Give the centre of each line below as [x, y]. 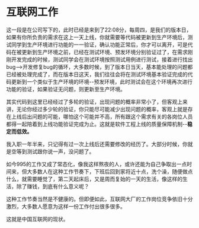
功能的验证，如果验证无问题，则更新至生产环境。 [66, 89]
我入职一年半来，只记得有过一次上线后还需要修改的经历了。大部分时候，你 [97, 144]
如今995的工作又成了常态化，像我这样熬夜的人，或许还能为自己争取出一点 [97, 164]
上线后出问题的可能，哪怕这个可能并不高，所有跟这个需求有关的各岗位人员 [102, 116]
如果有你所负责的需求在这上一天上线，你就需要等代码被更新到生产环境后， [97, 37]
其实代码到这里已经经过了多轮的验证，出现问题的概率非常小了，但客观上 [94, 102]
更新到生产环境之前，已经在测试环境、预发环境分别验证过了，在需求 [105, 52]
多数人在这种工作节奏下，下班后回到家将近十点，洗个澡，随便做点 [112, 171]
